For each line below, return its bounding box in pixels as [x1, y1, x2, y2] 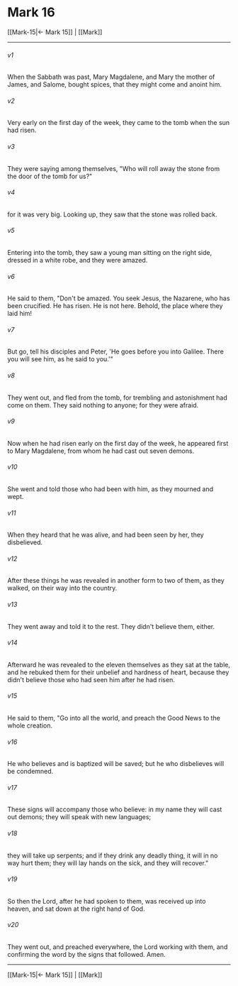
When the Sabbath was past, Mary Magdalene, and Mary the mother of [7, 72, 215, 82]
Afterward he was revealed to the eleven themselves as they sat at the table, [7, 660, 231, 669]
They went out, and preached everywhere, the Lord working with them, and [7, 943, 228, 951]
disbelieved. [7, 538, 43, 547]
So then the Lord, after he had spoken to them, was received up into [7, 897, 206, 905]
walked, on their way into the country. [7, 584, 118, 593]
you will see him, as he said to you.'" [7, 355, 113, 363]
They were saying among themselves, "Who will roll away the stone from [7, 164, 220, 172]
